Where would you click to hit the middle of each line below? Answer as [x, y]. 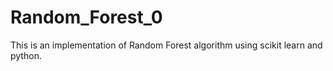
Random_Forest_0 [86, 17]
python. [26, 55]
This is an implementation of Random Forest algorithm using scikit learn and [166, 45]
